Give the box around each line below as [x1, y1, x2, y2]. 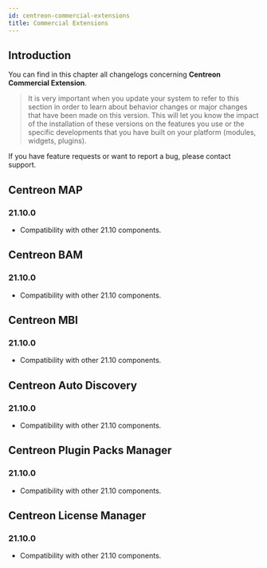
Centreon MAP [8, 183, 84, 196]
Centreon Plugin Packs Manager [8, 444, 172, 457]
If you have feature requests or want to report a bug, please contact [8, 152, 231, 161]
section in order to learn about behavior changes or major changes [27, 102, 248, 112]
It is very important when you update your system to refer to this [27, 93, 240, 104]
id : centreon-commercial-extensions [8, 11, 130, 20]
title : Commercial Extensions [8, 19, 109, 27]
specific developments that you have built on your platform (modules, [27, 128, 257, 137]
